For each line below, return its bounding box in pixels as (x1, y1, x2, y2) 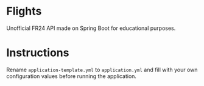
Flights (6, 4, 42, 18)
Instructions (6, 46, 69, 60)
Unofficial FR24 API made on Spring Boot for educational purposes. (6, 24, 176, 32)
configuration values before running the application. (6, 72, 137, 80)
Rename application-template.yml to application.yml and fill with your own (6, 66, 198, 73)
